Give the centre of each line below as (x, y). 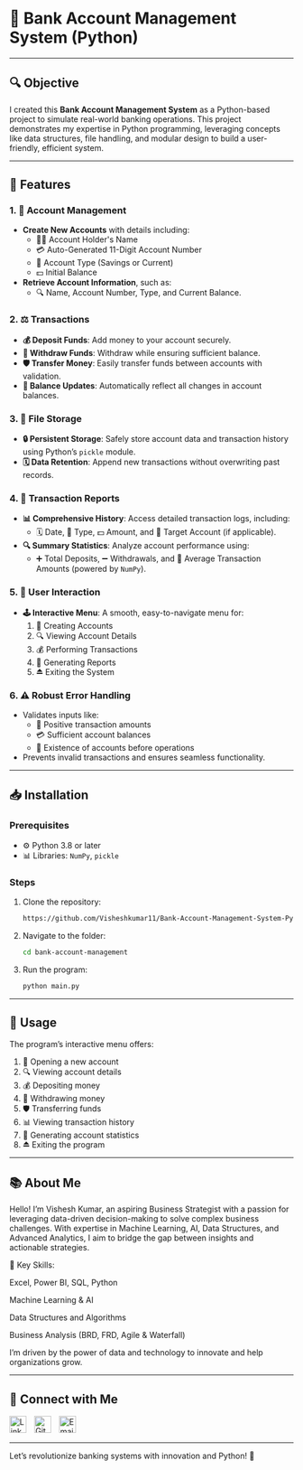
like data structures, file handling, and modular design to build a (128, 138)
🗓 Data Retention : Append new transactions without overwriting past (151, 462)
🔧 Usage (33, 1022)
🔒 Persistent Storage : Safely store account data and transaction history (155, 439)
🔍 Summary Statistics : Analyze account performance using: (136, 546)
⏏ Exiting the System (75, 671)
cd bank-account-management (75, 952)
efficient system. (73, 147)
